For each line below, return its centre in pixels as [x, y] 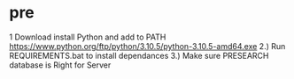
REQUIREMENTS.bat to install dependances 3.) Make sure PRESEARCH [139, 55]
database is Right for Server [60, 65]
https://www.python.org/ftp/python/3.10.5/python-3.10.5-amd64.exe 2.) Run [147, 46]
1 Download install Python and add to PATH [88, 37]
